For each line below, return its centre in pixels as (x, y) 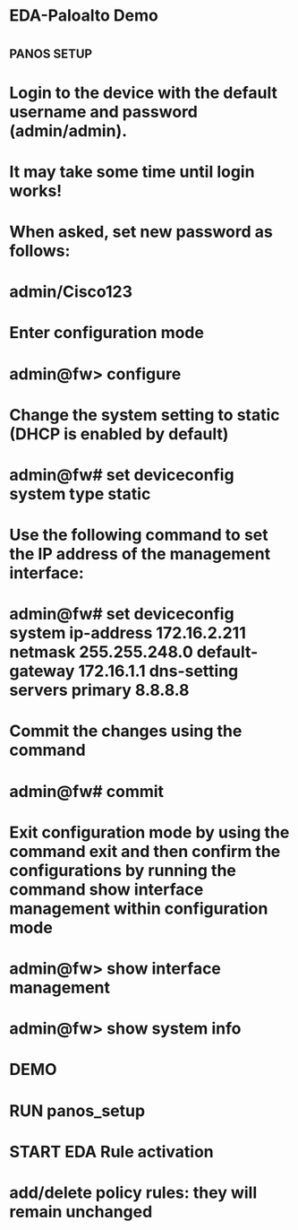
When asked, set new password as (141, 232)
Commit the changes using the (126, 731)
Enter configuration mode (106, 333)
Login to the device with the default (143, 93)
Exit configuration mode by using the (149, 832)
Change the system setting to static (145, 415)
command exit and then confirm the (145, 851)
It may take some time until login (132, 172)
